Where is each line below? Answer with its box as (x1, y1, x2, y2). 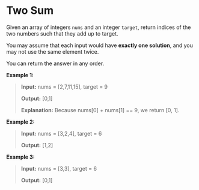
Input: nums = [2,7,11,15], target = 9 (20, 83, 108, 90)
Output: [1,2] (20, 141, 54, 148)
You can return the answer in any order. (6, 60, 104, 67)
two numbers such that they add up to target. (6, 30, 118, 37)
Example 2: (6, 118, 35, 125)
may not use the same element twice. (6, 48, 99, 55)
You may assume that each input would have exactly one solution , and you (6, 42, 194, 49)
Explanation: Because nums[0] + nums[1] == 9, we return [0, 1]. (20, 106, 180, 113)
